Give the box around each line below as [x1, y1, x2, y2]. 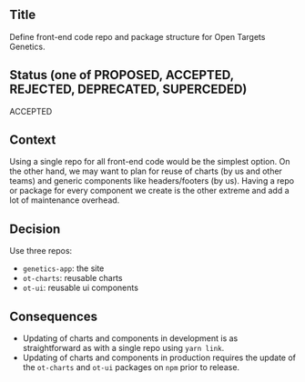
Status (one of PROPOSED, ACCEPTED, [9, 67, 234, 83]
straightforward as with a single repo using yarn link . [22, 343, 225, 354]
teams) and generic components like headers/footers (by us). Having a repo [9, 176, 294, 186]
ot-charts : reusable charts [22, 273, 123, 284]
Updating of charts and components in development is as [22, 333, 239, 344]
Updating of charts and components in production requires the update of [22, 352, 296, 363]
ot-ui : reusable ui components [22, 282, 139, 294]
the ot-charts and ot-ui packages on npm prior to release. [22, 362, 239, 373]
